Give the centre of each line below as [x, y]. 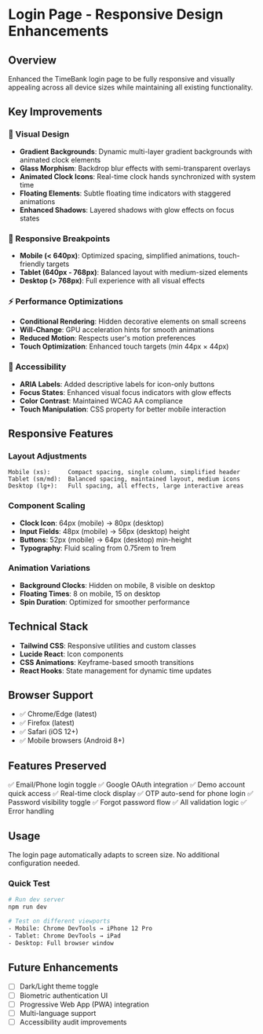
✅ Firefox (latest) [47, 723]
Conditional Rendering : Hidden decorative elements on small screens [133, 322]
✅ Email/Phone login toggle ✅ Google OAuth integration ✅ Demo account [127, 785]
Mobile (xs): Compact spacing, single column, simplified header [124, 473]
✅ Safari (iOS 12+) [49, 732]
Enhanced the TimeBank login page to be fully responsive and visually [122, 79]
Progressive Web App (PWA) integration [84, 1004]
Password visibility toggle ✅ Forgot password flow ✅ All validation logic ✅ [128, 802]
